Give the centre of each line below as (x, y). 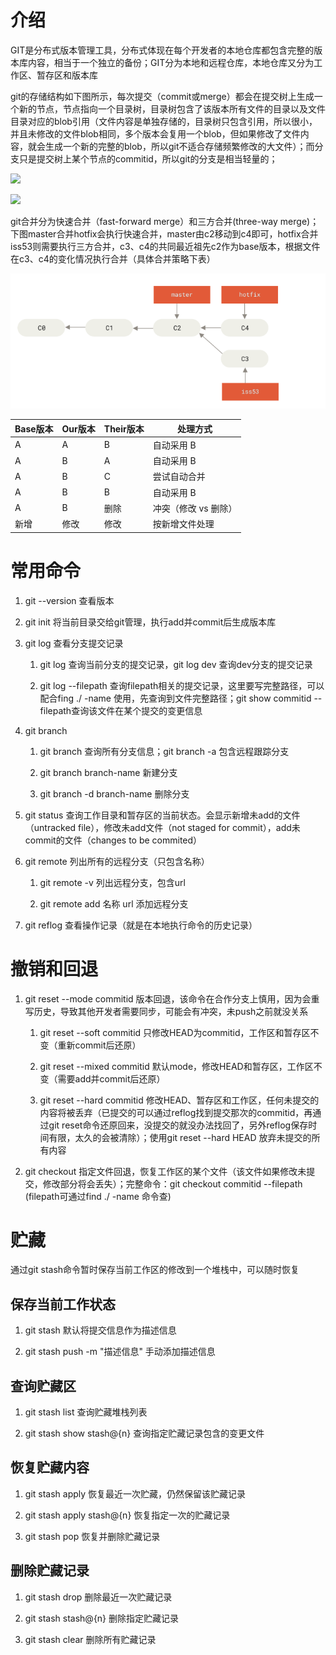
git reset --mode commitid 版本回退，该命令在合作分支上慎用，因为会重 (172, 998)
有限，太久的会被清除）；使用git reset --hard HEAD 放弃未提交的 (180, 1137)
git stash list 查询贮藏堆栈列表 (86, 1412)
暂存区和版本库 (67, 75)
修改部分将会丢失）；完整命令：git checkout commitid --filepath (172, 1183)
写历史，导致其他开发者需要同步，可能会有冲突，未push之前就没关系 (166, 1011)
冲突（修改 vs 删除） (195, 508)
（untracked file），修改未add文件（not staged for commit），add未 (162, 827)
